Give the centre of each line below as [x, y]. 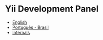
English [20, 22]
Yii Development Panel [52, 9]
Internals [21, 32]
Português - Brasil [30, 27]
